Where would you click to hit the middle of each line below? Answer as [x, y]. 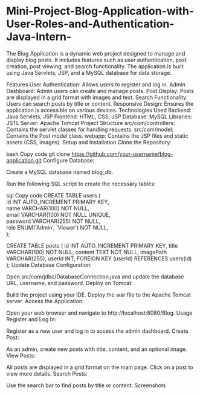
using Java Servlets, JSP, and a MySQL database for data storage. [89, 72]
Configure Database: [69, 160]
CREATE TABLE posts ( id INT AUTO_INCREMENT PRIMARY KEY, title [92, 245]
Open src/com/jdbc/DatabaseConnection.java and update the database [95, 277]
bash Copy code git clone [38, 154]
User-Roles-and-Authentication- [90, 24]
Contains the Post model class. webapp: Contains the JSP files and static [97, 136]
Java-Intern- [39, 37]
